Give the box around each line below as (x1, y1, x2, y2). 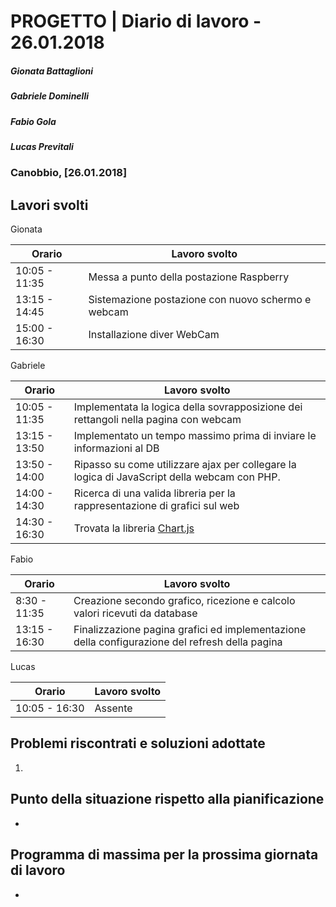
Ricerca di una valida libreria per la (73, 486, 236, 500)
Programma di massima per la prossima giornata (10, 846, 319, 864)
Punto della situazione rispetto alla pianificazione (10, 791, 325, 808)
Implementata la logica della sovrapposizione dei (73, 400, 303, 414)
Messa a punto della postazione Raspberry (88, 270, 290, 284)
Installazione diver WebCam (88, 328, 220, 342)
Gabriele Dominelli (10, 90, 89, 102)
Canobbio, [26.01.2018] (10, 166, 128, 180)
